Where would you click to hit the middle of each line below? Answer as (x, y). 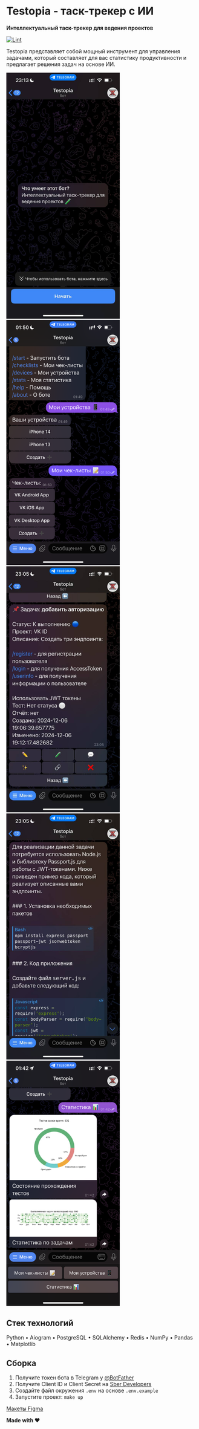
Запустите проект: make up (49, 1397)
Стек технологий (40, 1323)
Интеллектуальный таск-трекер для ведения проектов (80, 28)
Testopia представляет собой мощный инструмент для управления (93, 51)
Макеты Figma (25, 1409)
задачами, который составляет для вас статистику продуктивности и (96, 57)
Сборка (21, 1363)
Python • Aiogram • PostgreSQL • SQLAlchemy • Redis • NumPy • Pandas (100, 1338)
